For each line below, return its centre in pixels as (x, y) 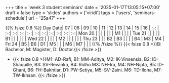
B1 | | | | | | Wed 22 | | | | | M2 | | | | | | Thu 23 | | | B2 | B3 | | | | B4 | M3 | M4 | (85, 38)
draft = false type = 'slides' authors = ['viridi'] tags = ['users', (69, 13)
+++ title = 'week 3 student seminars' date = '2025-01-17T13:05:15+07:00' (83, 7)
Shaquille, (23, 65)
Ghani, (19, 70)
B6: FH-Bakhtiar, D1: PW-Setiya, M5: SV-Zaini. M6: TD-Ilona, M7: (95, 70)
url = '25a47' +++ (47, 18)
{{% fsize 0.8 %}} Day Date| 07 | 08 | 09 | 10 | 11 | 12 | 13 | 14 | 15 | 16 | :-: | (82, 28)
